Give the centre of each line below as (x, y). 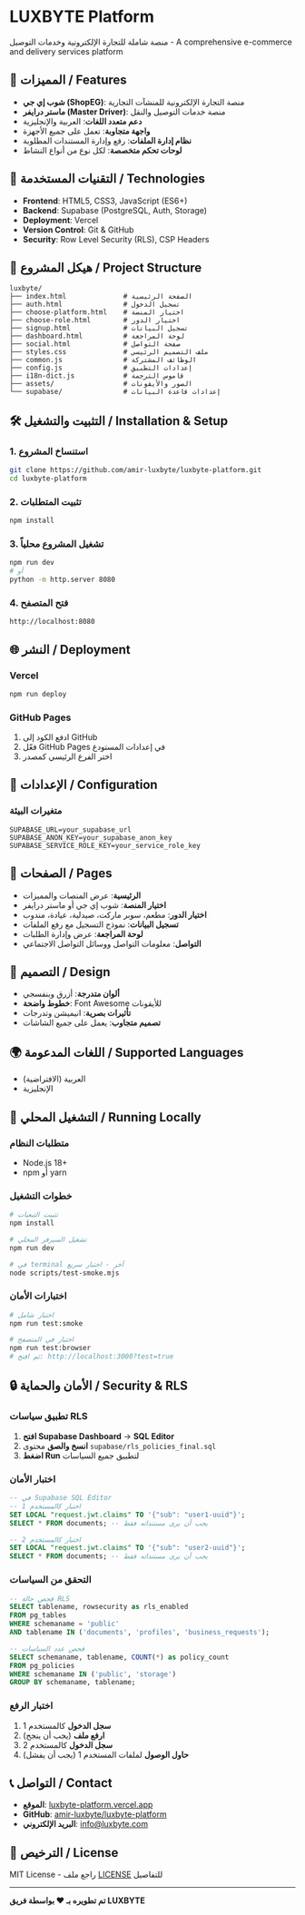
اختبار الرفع (31, 1706)
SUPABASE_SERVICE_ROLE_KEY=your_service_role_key (105, 845)
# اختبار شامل (32, 1315)
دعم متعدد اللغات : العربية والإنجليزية (82, 121)
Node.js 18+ (45, 1162)
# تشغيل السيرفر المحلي (49, 1239)
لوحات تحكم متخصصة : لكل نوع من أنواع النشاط (102, 150)
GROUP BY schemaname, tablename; (73, 1683)
